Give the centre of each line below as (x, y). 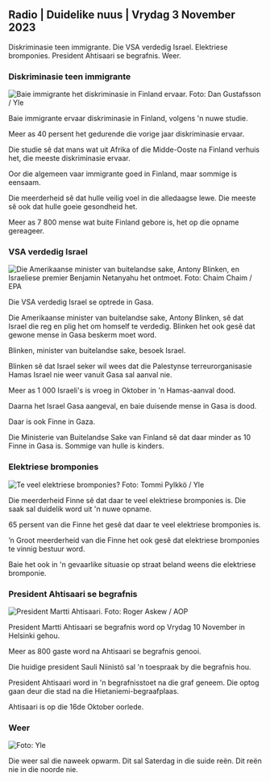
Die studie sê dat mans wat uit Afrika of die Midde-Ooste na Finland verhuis (134, 149)
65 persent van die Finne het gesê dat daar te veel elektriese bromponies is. (135, 524)
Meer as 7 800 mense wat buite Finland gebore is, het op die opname (124, 222)
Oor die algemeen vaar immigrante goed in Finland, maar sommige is (123, 174)
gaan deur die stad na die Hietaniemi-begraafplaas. (94, 691)
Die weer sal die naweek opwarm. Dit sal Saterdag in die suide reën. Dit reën (135, 761)
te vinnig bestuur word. (47, 548)
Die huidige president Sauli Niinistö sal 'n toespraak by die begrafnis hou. (130, 667)
